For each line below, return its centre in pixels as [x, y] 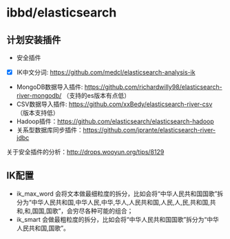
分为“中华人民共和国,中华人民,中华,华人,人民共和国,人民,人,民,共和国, [113, 202]
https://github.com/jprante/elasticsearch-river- [149, 130]
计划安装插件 [34, 40]
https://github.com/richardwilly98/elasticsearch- [153, 87]
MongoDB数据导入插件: [50, 87]
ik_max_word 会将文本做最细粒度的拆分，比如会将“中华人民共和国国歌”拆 [120, 194]
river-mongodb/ [39, 96]
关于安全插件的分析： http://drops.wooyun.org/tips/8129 [85, 152]
